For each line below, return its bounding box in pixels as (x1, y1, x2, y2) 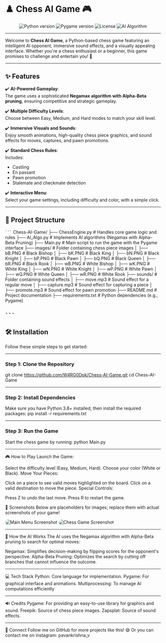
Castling (12, 164, 30, 170)
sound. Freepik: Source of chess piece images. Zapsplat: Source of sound (5, 607, 156, 613)
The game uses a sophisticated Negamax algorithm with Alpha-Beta (5, 93, 147, 99)
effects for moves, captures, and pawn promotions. (5, 137, 110, 143)
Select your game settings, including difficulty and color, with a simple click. (5, 197, 160, 203)
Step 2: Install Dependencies (5, 394, 76, 401)
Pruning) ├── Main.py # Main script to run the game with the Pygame (15, 239, 158, 245)
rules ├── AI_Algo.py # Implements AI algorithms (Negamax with (5, 234, 138, 240)
